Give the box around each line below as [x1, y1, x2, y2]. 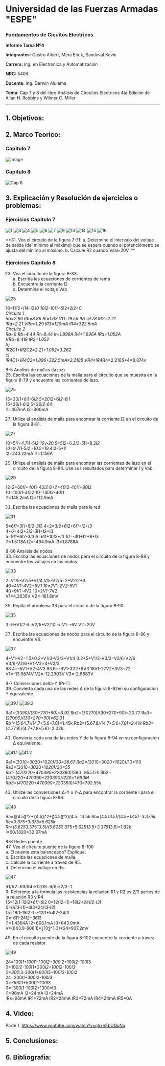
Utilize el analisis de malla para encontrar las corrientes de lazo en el [12, 460, 151, 466]
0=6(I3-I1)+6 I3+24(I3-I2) [5, 904, 56, 910]
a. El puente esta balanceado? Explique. [5, 849, 86, 855]
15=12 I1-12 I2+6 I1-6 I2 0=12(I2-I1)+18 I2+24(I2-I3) [5, 899, 102, 905]
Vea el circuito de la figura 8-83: [12, 270, 78, 276]
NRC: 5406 [5, 71, 28, 77]
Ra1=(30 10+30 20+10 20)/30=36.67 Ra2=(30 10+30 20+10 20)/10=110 [5, 759, 141, 765]
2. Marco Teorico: [5, 131, 61, 139]
